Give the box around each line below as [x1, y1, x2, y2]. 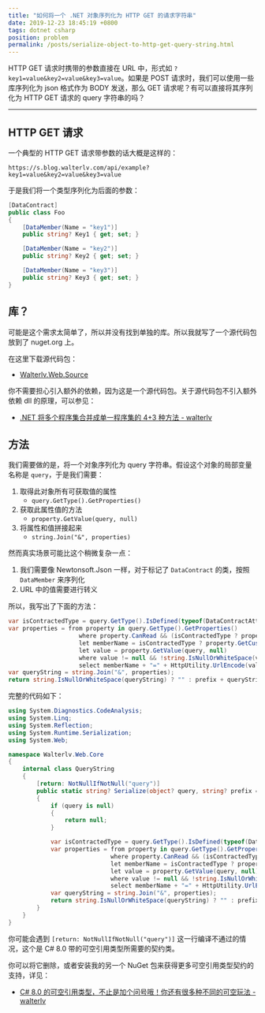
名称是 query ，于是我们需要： [8, 470, 104, 479]
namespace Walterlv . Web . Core [8, 750, 104, 758]
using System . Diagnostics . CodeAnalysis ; [8, 707, 144, 715]
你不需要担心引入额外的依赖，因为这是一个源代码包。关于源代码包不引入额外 [8, 385, 257, 395]
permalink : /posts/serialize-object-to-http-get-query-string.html [8, 41, 235, 49]
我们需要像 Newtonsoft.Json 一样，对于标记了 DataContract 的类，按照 [19, 565, 250, 575]
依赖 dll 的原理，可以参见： [8, 396, 96, 405]
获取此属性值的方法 [19, 505, 83, 515]
